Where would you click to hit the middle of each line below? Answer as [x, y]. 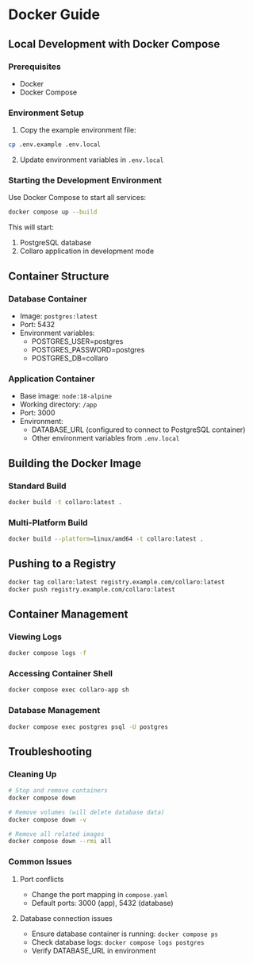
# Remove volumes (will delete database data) [86, 812]
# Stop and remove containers [58, 791]
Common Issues [40, 861]
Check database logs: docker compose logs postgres [118, 942]
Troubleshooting [50, 751]
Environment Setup [46, 113]
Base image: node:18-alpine [66, 396]
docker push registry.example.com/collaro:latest [92, 589]
